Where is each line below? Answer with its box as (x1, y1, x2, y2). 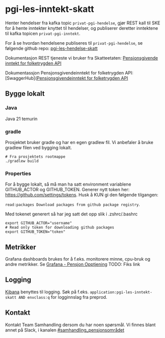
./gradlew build (5, 158, 39, 163)
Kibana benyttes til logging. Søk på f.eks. (5, 289, 89, 295)
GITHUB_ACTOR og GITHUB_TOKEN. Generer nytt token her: (5, 187, 130, 193)
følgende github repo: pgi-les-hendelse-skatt (5, 45, 98, 51)
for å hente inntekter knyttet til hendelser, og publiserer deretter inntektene (5, 25, 158, 31)
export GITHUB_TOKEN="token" (5, 229, 66, 234)
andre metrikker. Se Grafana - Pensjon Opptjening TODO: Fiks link (5, 262, 140, 268)
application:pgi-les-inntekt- (89, 289, 153, 295)
